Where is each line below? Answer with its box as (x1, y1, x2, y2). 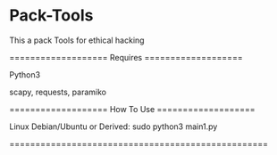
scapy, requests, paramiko (9, 86, 107, 97)
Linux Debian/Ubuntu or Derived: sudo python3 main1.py (9, 121, 218, 132)
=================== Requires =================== (9, 52, 243, 62)
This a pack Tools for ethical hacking (9, 35, 145, 45)
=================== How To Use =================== (9, 103, 256, 114)
